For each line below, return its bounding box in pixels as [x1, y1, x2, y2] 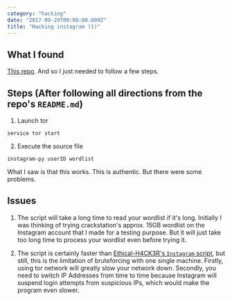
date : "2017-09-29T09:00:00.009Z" [7, 17, 107, 24]
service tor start [7, 130, 60, 137]
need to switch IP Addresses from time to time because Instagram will [17, 271, 217, 279]
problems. [7, 175, 36, 183]
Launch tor [17, 117, 48, 125]
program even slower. [17, 286, 80, 294]
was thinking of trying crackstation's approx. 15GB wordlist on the [17, 221, 206, 229]
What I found [7, 49, 64, 60]
